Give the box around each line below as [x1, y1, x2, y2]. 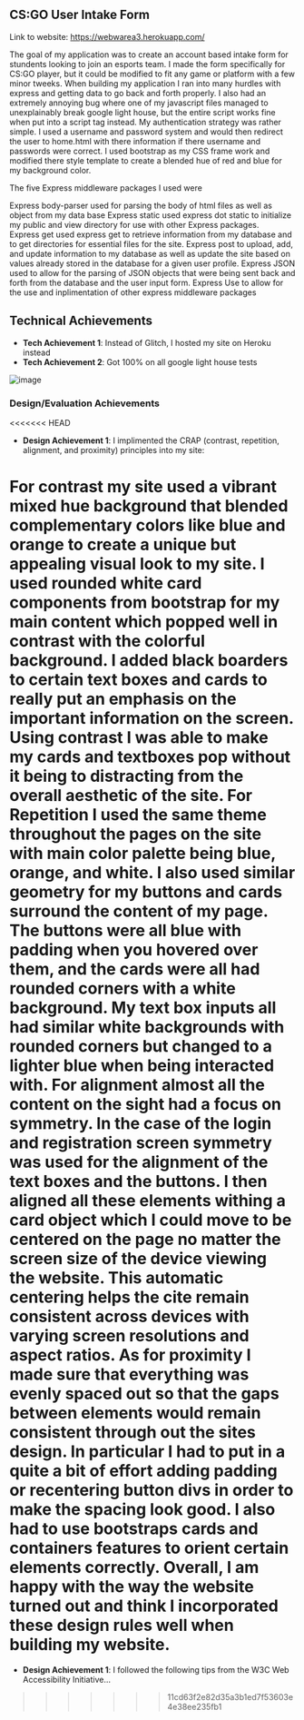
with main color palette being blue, [9, 844, 276, 864]
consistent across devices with [9, 1307, 250, 1327]
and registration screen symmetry [9, 1132, 272, 1153]
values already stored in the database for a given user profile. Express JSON [9, 258, 296, 269]
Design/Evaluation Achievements [9, 397, 161, 410]
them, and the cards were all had [9, 959, 260, 980]
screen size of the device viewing [9, 1249, 268, 1270]
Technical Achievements [9, 313, 152, 329]
